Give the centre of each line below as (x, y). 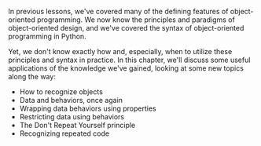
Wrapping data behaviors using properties (88, 108)
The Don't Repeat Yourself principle (77, 125)
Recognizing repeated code (64, 133)
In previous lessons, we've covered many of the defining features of (118, 11)
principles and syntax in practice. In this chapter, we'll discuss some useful (129, 60)
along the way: (32, 77)
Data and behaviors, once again (71, 100)
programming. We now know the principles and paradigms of (136, 20)
